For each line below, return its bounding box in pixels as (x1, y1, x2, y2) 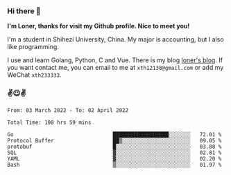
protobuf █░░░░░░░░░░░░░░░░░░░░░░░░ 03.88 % (7, 143, 222, 150)
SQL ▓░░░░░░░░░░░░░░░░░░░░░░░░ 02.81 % (7, 149, 222, 156)
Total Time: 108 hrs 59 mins (7, 119, 92, 126)
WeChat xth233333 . (7, 71, 62, 79)
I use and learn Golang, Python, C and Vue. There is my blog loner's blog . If (7, 56, 223, 64)
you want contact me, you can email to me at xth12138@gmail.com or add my (7, 64, 224, 72)
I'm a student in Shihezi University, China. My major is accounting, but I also (7, 35, 224, 44)
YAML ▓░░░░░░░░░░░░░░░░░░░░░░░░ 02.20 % (7, 155, 222, 162)
